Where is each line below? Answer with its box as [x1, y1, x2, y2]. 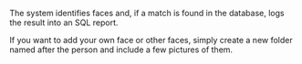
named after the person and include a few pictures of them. [9, 44, 234, 55]
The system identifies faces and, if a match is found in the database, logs [9, 8, 285, 18]
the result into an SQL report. [9, 17, 119, 28]
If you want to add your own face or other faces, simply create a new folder [9, 35, 294, 45]
